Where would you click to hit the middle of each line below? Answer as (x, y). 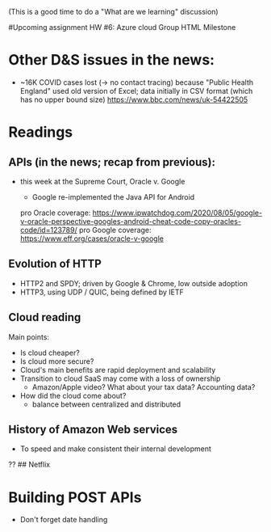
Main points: (29, 337)
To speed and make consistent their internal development (116, 449)
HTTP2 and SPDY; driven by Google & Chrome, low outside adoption (134, 283)
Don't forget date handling (64, 520)
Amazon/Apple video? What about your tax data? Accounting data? (144, 386)
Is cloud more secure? (57, 361)
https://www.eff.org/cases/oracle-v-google (92, 239)
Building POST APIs (75, 497)
